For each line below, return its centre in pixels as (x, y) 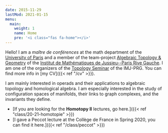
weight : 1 (25, 29)
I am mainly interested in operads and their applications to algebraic (75, 83)
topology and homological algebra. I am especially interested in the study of (83, 88)
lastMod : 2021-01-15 (27, 15)
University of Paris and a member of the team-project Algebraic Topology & (83, 57)
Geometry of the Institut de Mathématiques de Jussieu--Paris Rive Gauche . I (84, 63)
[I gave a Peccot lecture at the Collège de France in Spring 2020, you (84, 119)
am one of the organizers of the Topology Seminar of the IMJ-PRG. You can (83, 68)
